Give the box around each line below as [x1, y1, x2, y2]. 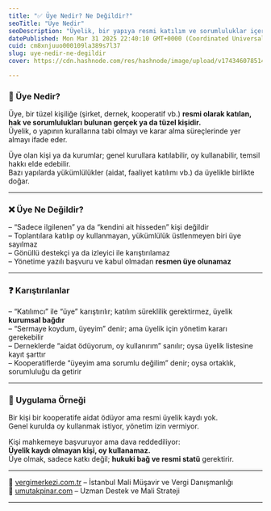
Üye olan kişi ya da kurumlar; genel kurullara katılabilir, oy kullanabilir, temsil [8, 150, 261, 160]
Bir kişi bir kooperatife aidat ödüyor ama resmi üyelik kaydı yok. [8, 413, 219, 423]
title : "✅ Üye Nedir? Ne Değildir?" [8, 11, 133, 20]
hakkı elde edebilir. [8, 159, 71, 169]
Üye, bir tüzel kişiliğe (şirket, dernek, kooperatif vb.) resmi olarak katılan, [8, 109, 252, 119]
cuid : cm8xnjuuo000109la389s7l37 [8, 42, 121, 50]
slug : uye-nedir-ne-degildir [8, 49, 106, 57]
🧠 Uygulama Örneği [8, 394, 86, 405]
